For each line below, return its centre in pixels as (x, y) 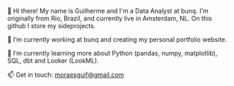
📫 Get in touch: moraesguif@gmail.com (66, 75)
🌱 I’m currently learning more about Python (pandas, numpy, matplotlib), (112, 53)
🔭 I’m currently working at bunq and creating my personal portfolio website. (117, 39)
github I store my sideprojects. (52, 26)
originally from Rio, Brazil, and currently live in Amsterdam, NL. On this (110, 18)
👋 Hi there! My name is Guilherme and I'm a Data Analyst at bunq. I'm (108, 11)
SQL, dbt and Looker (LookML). (53, 61)
